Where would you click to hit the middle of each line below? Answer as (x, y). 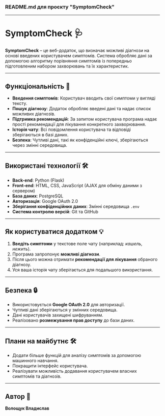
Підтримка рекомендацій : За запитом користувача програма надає (84, 119)
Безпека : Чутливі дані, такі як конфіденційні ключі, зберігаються (80, 140)
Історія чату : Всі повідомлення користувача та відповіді (71, 129)
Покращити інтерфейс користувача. (50, 366)
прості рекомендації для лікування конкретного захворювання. (79, 125)
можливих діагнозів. (34, 114)
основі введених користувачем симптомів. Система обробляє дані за (79, 56)
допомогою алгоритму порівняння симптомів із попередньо (69, 61)
